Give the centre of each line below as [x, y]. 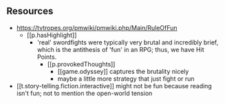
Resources [30, 11]
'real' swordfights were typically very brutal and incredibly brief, [128, 42]
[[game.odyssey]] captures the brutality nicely [123, 71]
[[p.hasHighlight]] [52, 35]
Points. [47, 57]
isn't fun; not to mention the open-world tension [84, 93]
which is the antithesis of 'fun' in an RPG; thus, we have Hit [120, 49]
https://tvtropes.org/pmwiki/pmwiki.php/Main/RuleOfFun [97, 27]
